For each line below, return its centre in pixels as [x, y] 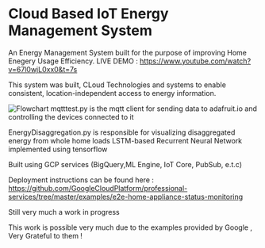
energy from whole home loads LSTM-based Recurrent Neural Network [125, 140]
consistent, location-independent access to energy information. [112, 93]
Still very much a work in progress [64, 212]
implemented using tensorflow [58, 149]
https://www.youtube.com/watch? [196, 61]
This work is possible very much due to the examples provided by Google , [130, 227]
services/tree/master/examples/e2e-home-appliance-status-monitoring [126, 196]
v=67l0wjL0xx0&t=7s [43, 69]
